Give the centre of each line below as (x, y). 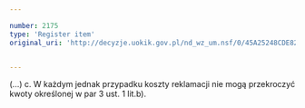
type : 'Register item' (52, 34)
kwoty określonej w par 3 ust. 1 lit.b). (78, 94)
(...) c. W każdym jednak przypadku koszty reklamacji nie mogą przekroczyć (152, 84)
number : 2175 (34, 25)
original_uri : (36, 43)
